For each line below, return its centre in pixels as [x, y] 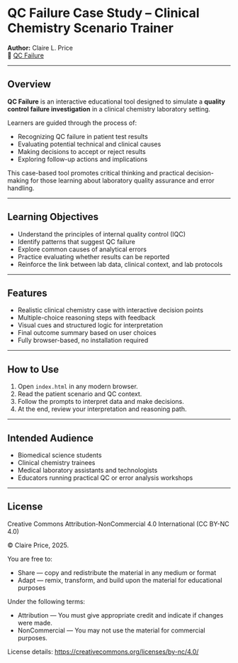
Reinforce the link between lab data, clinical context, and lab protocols [120, 264]
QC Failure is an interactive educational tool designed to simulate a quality [116, 102]
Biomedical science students [59, 455]
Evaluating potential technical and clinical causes [89, 144]
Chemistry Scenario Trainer [90, 28]
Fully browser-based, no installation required [83, 340]
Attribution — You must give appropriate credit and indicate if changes [120, 615]
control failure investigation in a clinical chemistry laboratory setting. [109, 109]
